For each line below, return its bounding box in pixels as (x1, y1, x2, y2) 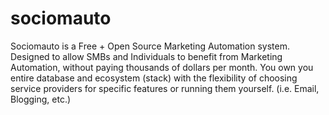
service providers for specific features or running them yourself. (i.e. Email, (10, 82, 320, 94)
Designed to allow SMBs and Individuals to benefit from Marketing (10, 50, 283, 62)
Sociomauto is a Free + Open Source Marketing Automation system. (10, 40, 290, 52)
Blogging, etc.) (10, 93, 72, 105)
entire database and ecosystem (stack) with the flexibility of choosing (10, 72, 298, 84)
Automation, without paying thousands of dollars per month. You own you (10, 61, 314, 73)
